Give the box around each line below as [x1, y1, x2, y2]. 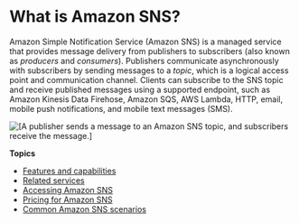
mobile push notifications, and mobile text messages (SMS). [9, 103, 233, 114]
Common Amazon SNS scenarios [22, 203, 147, 214]
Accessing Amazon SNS [22, 184, 114, 195]
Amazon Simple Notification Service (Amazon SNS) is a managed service [9, 36, 282, 47]
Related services [22, 174, 85, 186]
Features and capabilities [22, 165, 117, 176]
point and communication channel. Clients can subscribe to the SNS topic [9, 74, 284, 85]
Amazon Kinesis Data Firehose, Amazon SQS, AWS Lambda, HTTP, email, [9, 93, 284, 105]
